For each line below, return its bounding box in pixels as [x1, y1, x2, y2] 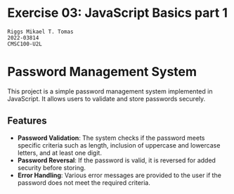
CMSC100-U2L [7, 40, 42, 47]
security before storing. [17, 163, 86, 172]
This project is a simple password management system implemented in [7, 86, 213, 96]
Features [7, 115, 47, 127]
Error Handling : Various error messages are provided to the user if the [17, 171, 221, 179]
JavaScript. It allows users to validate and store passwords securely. [7, 94, 206, 103]
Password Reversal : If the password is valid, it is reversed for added [17, 156, 216, 164]
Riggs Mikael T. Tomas [7, 28, 74, 35]
